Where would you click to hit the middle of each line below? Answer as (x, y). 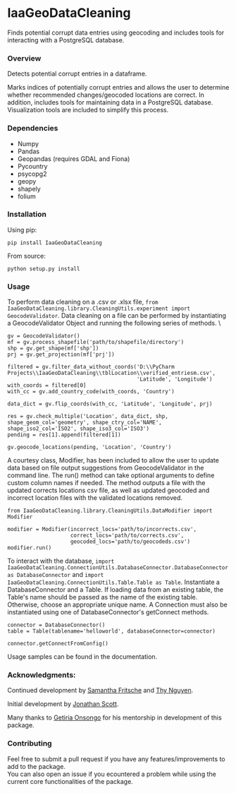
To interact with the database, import (61, 561)
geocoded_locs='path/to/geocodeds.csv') (130, 542)
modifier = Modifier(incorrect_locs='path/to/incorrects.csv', (102, 530)
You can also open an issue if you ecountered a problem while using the (112, 774)
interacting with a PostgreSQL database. (66, 40)
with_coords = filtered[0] (47, 386)
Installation (27, 215)
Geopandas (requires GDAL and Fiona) (74, 159)
